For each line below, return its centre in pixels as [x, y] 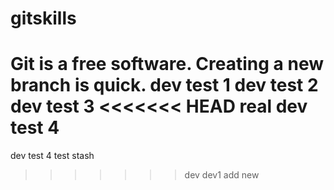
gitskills [43, 18]
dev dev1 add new [222, 175]
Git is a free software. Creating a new [167, 64]
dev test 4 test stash [52, 156]
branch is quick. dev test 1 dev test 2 [164, 85]
